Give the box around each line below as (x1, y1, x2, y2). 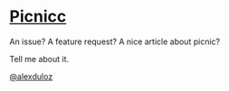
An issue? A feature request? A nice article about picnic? (9, 36, 220, 47)
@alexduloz (9, 70, 53, 82)
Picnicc (9, 6, 67, 27)
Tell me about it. (9, 53, 70, 64)
